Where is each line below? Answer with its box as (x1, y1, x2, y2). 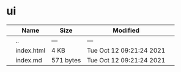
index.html (15, 46, 46, 54)
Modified (113, 26, 139, 34)
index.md (15, 56, 42, 64)
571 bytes (51, 56, 81, 64)
